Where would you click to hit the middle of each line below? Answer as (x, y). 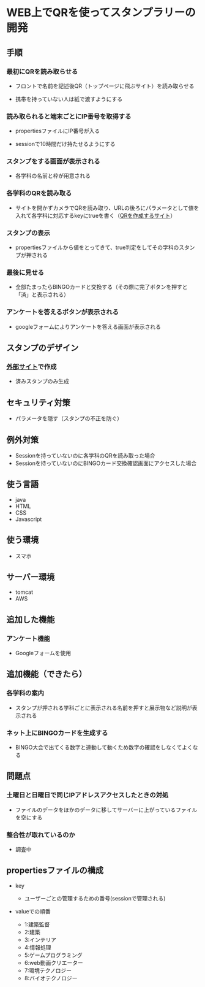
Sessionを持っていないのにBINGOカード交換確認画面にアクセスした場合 (106, 463)
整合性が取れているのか (41, 835)
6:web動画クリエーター (54, 962)
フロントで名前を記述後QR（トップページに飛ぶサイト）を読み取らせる (105, 86)
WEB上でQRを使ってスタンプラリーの (101, 13)
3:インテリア (40, 940)
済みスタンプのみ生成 (42, 382)
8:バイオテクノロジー (51, 978)
